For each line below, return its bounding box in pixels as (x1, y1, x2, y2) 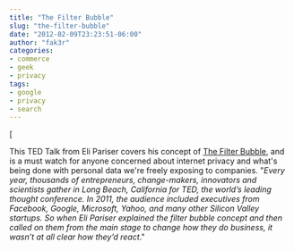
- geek (9, 63, 34, 72)
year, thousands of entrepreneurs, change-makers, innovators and (9, 175, 257, 186)
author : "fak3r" (9, 38, 70, 47)
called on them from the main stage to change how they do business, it (9, 222, 273, 233)
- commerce (9, 54, 50, 63)
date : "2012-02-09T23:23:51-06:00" (9, 29, 143, 38)
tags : (9, 79, 30, 88)
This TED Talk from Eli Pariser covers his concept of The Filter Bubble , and (9, 146, 285, 157)
